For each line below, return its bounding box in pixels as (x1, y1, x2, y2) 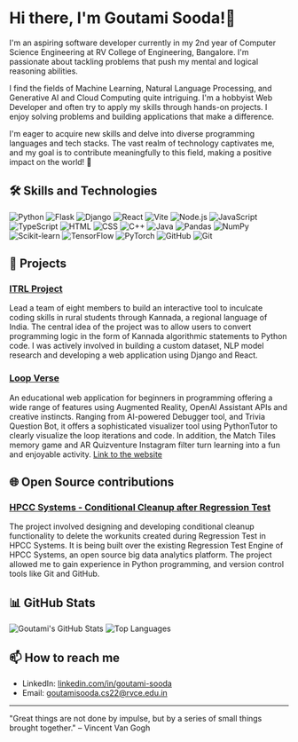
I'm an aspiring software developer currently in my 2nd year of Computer (9, 37, 277, 48)
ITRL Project (9, 283, 64, 296)
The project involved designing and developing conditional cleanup (9, 521, 255, 532)
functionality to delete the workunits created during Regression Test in (9, 531, 266, 541)
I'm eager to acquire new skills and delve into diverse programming (9, 128, 255, 138)
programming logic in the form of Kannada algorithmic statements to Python (9, 331, 287, 342)
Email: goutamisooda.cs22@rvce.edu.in (21, 688, 169, 699)
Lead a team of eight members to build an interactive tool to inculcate (9, 303, 263, 313)
